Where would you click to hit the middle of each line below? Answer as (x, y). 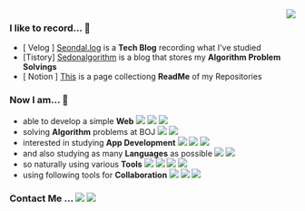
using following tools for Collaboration (95, 175)
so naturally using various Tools (82, 164)
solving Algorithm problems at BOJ (89, 131)
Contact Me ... (42, 198)
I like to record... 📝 (50, 28)
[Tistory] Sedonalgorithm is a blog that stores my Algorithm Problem (152, 57)
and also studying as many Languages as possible (118, 153)
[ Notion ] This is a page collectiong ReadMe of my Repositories (142, 77)
